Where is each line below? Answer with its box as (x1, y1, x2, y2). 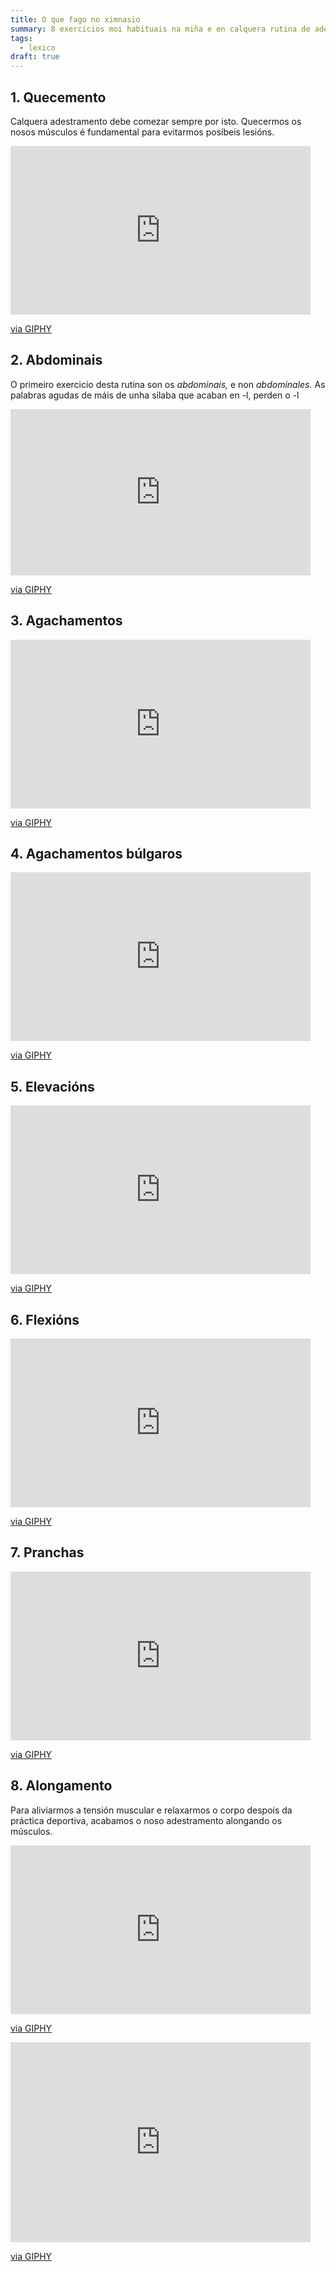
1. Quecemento (10, 89, 107, 106)
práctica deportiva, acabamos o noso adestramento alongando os (10, 1814, 283, 1826)
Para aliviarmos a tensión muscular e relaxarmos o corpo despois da (10, 1804, 293, 1816)
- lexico (19, 42, 56, 53)
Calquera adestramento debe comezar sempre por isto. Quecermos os (10, 115, 302, 127)
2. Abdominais (10, 352, 103, 369)
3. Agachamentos (10, 612, 123, 630)
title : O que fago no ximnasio (10, 14, 141, 25)
